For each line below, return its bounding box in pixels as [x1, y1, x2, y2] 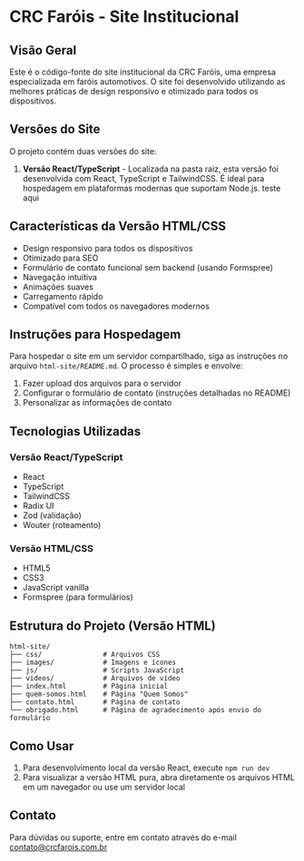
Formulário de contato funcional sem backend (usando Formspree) [22, 261, 274, 273]
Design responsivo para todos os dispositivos [22, 242, 193, 253]
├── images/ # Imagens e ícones [9, 658, 177, 668]
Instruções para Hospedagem [9, 327, 181, 342]
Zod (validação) [22, 510, 82, 521]
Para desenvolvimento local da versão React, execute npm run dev [22, 762, 270, 773]
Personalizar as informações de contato [22, 397, 172, 408]
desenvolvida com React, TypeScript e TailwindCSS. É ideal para [22, 172, 265, 183]
